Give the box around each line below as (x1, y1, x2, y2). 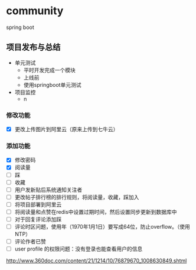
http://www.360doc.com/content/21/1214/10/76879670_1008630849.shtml (6, 257, 187, 264)
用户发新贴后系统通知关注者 (14, 186, 83, 193)
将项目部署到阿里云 (14, 201, 62, 208)
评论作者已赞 (14, 238, 46, 245)
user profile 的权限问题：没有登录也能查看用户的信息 (14, 245, 143, 252)
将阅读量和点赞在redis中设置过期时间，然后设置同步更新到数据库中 (14, 208, 177, 215)
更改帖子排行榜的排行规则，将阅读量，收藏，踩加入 (14, 193, 139, 200)
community (6, 4, 64, 18)
